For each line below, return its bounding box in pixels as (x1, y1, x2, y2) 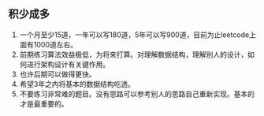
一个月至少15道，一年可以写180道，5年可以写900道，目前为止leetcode (19, 30, 250, 39)
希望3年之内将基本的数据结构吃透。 (19, 79, 136, 88)
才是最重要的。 (19, 99, 69, 108)
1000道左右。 (33, 39, 77, 49)
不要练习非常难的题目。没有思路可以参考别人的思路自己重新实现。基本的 (19, 89, 255, 99)
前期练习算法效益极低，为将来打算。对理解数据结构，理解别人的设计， (19, 50, 248, 59)
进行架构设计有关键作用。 (26, 59, 110, 69)
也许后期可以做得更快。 (19, 69, 96, 79)
